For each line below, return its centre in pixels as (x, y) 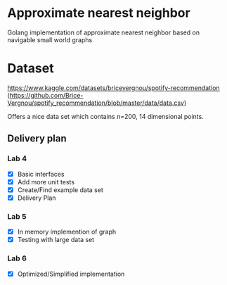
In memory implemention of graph (67, 232)
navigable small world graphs (50, 39)
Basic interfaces (41, 174)
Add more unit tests (46, 182)
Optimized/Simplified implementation (71, 274)
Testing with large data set (56, 240)
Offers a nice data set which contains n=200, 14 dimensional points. (105, 116)
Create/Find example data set (60, 190)
